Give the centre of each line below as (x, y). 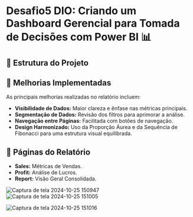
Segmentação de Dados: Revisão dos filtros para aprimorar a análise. (99, 115)
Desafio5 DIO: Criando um (71, 11)
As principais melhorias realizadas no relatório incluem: (73, 97)
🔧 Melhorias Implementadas (59, 83)
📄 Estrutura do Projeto (47, 63)
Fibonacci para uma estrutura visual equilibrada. (73, 133)
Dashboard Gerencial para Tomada (93, 23)
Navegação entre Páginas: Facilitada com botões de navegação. (94, 121)
